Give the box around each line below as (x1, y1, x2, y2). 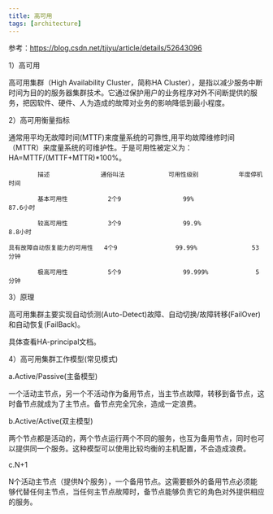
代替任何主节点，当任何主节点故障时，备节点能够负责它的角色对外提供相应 (15, 486, 265, 496)
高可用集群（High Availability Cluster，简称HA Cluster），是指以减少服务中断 (8, 77, 263, 87)
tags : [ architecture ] (8, 20, 82, 28)
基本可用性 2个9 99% (37, 194, 194, 203)
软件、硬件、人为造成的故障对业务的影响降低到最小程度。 (36, 98, 229, 107)
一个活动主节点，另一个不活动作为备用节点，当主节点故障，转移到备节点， (8, 388, 258, 399)
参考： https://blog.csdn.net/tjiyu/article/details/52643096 (8, 42, 202, 53)
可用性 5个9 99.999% (50, 268, 209, 277)
